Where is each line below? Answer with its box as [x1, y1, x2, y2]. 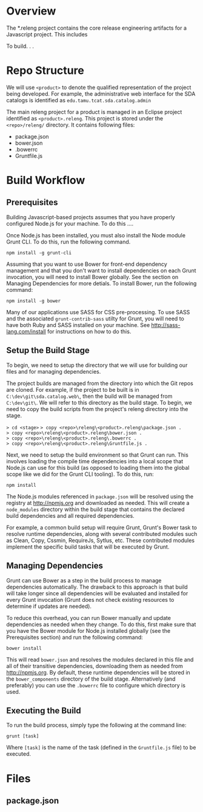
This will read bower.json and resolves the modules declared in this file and [6, 656, 194, 663]
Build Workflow [6, 174, 85, 187]
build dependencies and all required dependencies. [6, 512, 135, 519]
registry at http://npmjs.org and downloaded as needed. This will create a [6, 499, 190, 506]
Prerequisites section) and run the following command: [6, 633, 144, 641]
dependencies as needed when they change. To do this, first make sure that [6, 621, 196, 628]
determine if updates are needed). [6, 602, 92, 610]
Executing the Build [6, 705, 82, 716]
